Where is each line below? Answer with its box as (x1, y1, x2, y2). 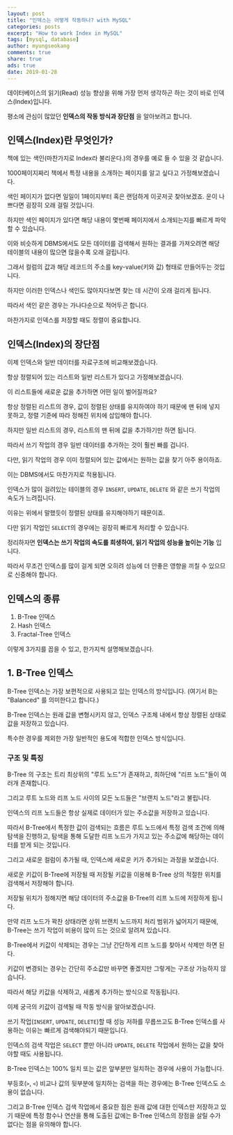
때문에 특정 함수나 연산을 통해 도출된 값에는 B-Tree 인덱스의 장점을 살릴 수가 (14, 1111, 221, 1120)
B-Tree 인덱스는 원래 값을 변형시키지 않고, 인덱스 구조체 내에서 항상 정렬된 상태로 (7, 710, 227, 719)
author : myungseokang (7, 42, 70, 49)
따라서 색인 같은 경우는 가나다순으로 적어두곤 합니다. (7, 301, 148, 310)
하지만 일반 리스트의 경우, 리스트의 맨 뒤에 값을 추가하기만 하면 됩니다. (7, 426, 196, 435)
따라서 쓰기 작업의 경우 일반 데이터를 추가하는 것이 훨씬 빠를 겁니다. (7, 441, 189, 449)
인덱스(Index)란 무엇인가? (7, 134, 113, 146)
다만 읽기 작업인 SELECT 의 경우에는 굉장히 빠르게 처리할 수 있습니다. (7, 524, 189, 532)
